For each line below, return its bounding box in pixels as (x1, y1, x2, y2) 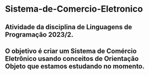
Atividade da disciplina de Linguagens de (5, 23, 132, 31)
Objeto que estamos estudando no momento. (5, 62, 145, 70)
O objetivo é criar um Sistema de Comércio (5, 47, 137, 55)
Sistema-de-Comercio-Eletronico (5, 3, 143, 15)
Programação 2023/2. (5, 30, 74, 38)
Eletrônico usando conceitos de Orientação (5, 55, 139, 63)
